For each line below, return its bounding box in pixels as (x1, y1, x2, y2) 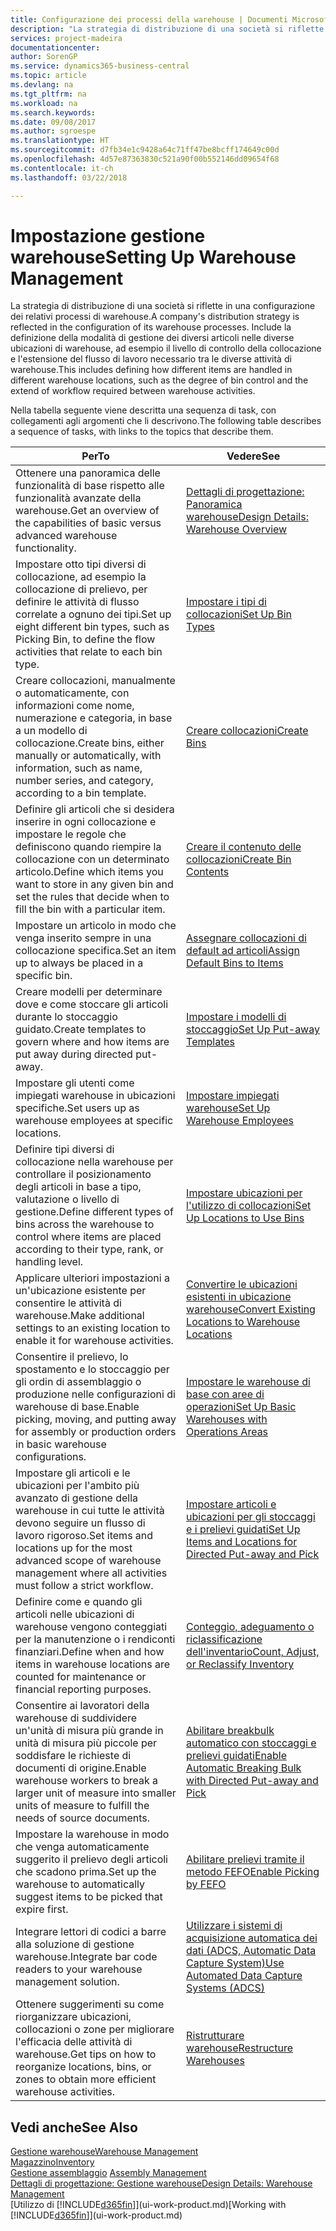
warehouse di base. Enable (15, 1400, 140, 1414)
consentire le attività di (15, 1296, 122, 1310)
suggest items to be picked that (15, 1890, 163, 1904)
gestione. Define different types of (15, 1205, 174, 1219)
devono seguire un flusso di (15, 1516, 146, 1530)
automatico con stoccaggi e (186, 1736, 317, 1750)
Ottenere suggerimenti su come (15, 1997, 165, 2011)
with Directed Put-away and (186, 1774, 319, 1788)
